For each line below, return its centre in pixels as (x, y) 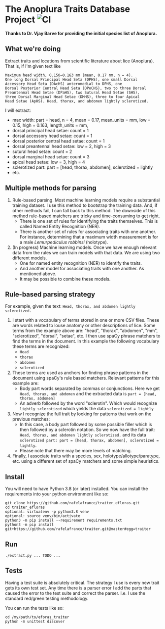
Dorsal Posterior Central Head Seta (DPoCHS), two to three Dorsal (76, 88)
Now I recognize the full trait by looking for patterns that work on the (82, 414)
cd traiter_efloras (25, 508)
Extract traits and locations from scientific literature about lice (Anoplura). (80, 61)
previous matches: (31, 419)
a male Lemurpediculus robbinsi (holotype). (64, 242)
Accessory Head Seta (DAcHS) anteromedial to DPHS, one (64, 84)
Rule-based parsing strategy (50, 294)
